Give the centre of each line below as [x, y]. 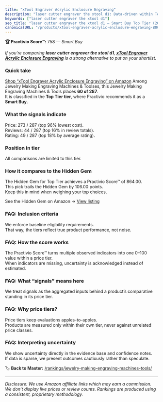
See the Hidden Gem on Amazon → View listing [52, 201]
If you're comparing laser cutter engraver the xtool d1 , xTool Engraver [76, 53]
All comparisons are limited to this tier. [43, 159]
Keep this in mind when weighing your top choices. [56, 192]
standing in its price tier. [29, 297]
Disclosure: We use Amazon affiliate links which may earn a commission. [78, 384]
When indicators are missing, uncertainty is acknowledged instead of [74, 263]
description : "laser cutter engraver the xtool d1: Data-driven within [79, 14]
